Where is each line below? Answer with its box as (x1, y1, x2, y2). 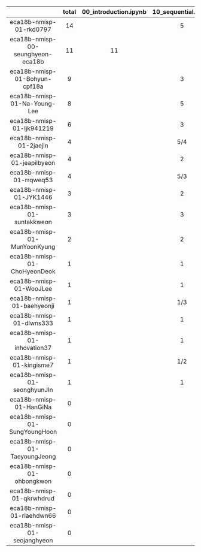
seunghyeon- (14, 50, 53, 58)
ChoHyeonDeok (11, 267, 56, 275)
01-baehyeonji (11, 302, 55, 310)
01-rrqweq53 (13, 176, 53, 184)
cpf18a (23, 82, 44, 91)
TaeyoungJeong (10, 453, 56, 460)
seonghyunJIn (13, 386, 54, 394)
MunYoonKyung (11, 243, 56, 251)
